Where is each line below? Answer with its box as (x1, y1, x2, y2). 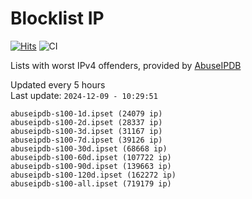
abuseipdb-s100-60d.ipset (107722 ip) (10, 152, 172, 162)
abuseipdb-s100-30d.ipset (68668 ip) (10, 143, 168, 154)
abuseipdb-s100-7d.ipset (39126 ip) (10, 135, 163, 145)
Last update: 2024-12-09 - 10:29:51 (10, 89, 158, 101)
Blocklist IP (10, 7, 105, 30)
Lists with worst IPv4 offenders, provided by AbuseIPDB (10, 59, 242, 71)
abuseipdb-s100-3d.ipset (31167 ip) (10, 126, 163, 136)
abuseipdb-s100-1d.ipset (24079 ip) (10, 108, 163, 119)
